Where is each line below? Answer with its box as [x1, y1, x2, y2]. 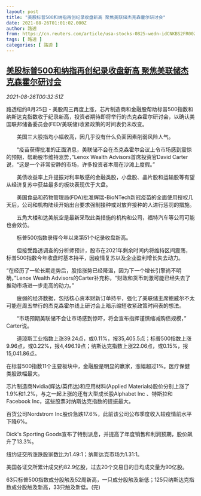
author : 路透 [6, 25, 37, 32]
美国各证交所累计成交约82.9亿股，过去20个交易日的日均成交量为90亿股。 [6, 463, 188, 470]
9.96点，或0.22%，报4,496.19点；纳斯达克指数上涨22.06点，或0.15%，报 [6, 342, 188, 350]
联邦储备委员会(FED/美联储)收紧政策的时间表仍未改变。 [11, 120, 148, 127]
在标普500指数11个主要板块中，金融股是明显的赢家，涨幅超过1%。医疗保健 [6, 362, 190, 369]
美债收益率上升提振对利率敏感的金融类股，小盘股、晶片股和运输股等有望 [16, 173, 195, 180]
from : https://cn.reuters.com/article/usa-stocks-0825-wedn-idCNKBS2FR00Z [6, 31, 197, 37]
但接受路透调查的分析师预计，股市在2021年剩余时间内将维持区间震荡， [16, 246, 191, 254]
